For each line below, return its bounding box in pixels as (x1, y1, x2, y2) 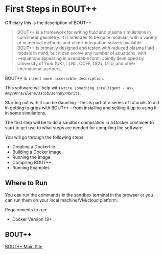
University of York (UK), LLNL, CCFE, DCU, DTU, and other (17, 60, 136, 66)
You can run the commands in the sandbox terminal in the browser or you (5, 192, 153, 198)
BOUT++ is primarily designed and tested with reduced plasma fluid (17, 45, 154, 51)
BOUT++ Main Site (5, 243, 43, 249)
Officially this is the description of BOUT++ (5, 20, 92, 26)
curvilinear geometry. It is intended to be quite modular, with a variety (17, 34, 158, 40)
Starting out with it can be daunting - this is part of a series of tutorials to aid (5, 99, 159, 105)
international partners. (17, 65, 62, 72)
